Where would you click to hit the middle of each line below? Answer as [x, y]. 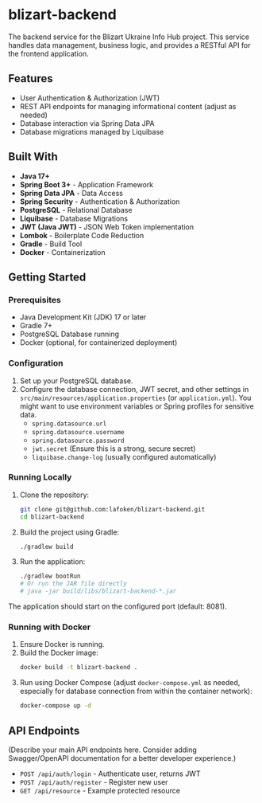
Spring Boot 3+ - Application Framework [87, 184]
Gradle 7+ [36, 326]
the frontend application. [48, 53]
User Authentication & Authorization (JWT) [90, 98]
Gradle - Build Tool [51, 244]
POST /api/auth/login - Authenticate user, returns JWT [110, 774]
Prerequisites [35, 300]
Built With [33, 157]
